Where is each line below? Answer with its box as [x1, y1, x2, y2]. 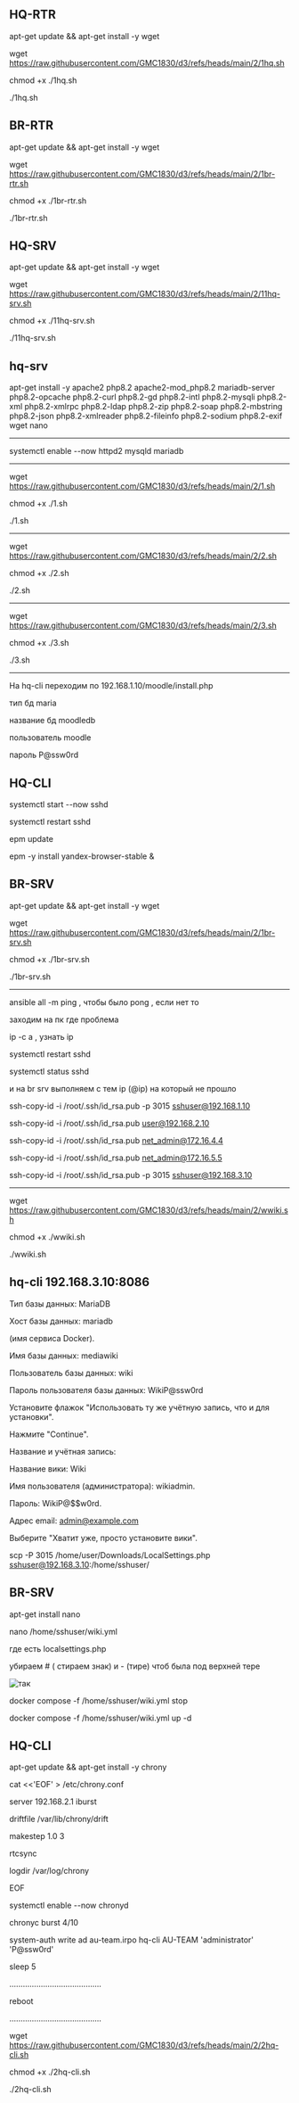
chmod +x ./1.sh [9, 499, 69, 509]
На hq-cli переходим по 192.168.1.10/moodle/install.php [9, 680, 214, 691]
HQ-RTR [9, 7, 56, 22]
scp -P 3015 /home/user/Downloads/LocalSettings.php [9, 1549, 211, 1560]
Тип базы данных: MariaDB [9, 1298, 111, 1309]
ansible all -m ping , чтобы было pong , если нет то [9, 996, 199, 1007]
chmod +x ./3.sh [9, 638, 69, 648]
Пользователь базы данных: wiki [9, 1367, 133, 1378]
